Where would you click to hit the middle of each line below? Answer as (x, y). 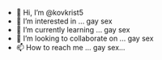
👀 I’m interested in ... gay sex (64, 21)
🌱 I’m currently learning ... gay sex (73, 30)
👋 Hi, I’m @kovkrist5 (49, 13)
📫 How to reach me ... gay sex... (70, 47)
